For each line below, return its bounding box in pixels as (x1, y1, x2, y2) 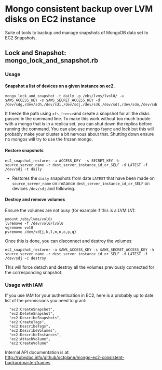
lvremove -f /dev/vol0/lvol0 (5, 221, 64, 226)
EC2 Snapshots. (5, 35, 37, 41)
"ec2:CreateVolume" (9, 341, 49, 346)
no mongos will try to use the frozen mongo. (5, 137, 93, 142)
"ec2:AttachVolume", (9, 337, 51, 342)
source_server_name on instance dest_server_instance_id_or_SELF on (12, 180, 150, 186)
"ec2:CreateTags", (9, 320, 47, 325)
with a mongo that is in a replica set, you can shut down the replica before (5, 121, 152, 127)
